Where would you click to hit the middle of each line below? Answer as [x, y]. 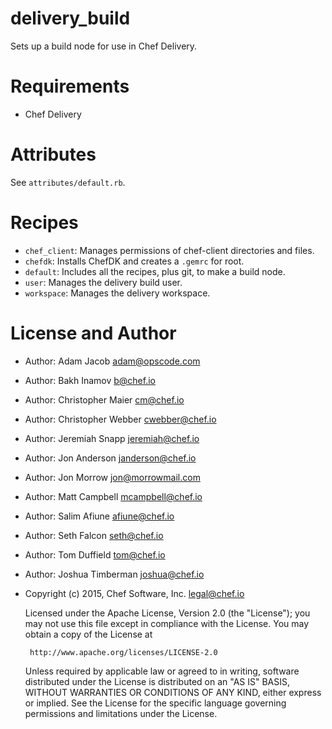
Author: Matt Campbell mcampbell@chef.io [113, 496]
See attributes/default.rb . [68, 182]
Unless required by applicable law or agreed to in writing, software [162, 671]
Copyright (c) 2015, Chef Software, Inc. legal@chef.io [134, 593]
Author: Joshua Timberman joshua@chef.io [114, 574]
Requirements [70, 86]
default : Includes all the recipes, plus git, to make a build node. [155, 271]
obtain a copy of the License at [88, 634]
